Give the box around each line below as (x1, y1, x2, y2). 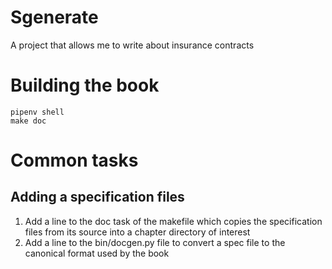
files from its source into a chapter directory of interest (24, 226, 251, 238)
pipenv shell (10, 107, 65, 117)
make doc (10, 116, 47, 126)
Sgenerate (10, 6, 99, 29)
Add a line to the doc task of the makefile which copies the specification (24, 215, 323, 227)
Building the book (10, 74, 160, 97)
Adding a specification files (10, 189, 185, 206)
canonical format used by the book (24, 247, 170, 259)
